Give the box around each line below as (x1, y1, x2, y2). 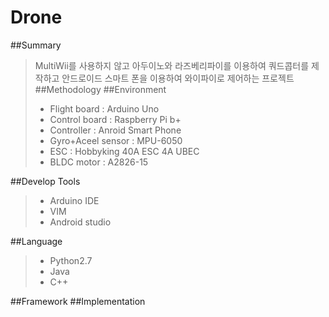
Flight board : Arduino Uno (49, 102, 160, 115)
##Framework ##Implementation (10, 295, 146, 307)
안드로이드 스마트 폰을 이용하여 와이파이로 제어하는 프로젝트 (61, 72, 295, 84)
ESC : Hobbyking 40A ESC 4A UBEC (49, 145, 200, 157)
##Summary (10, 39, 62, 51)
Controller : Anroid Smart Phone (49, 124, 182, 136)
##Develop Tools (10, 175, 81, 187)
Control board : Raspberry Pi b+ (49, 113, 182, 125)
